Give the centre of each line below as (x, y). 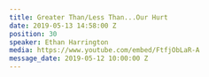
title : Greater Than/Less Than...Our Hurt (89, 17)
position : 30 (33, 34)
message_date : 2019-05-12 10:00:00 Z (79, 58)
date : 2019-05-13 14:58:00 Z (63, 26)
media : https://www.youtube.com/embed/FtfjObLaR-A (104, 50)
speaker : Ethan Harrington (59, 42)
